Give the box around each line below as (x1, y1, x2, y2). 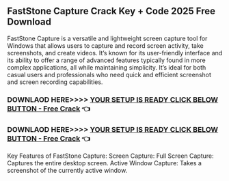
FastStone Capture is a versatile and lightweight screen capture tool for (7, 34, 208, 42)
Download (7, 16, 51, 28)
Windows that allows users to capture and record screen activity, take (7, 41, 204, 50)
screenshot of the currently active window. (7, 167, 128, 175)
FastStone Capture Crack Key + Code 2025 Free (7, 5, 216, 17)
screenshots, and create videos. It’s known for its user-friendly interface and (7, 48, 223, 57)
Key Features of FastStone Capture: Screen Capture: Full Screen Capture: (7, 152, 214, 160)
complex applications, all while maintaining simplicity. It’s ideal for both (7, 63, 206, 71)
